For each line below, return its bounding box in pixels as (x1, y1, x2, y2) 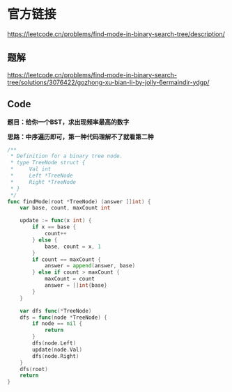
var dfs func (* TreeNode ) (20, 307, 92, 314)
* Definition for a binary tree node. (10, 152, 123, 160)
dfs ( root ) (20, 366, 49, 373)
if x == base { (32, 224, 77, 230)
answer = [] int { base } (44, 282, 108, 289)
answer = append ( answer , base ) (44, 262, 136, 269)
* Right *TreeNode (10, 178, 77, 185)
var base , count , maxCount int (20, 205, 111, 212)
